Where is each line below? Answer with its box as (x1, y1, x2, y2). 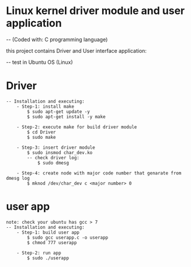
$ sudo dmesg (37, 160, 69, 166)
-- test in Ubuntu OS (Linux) (6, 59, 73, 66)
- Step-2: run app (16, 250, 61, 256)
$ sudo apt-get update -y (27, 108, 91, 115)
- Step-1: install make (16, 104, 75, 109)
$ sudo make (27, 134, 57, 140)
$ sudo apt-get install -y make (27, 114, 106, 119)
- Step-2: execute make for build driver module (16, 124, 137, 130)
